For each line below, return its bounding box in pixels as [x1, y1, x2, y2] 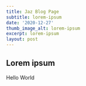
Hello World [6, 74, 35, 81]
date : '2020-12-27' [6, 20, 54, 26]
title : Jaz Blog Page [6, 8, 59, 15]
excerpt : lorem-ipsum [6, 31, 59, 37]
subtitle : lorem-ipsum [6, 14, 62, 20]
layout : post [6, 36, 38, 42]
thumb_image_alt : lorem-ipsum [6, 25, 81, 31]
